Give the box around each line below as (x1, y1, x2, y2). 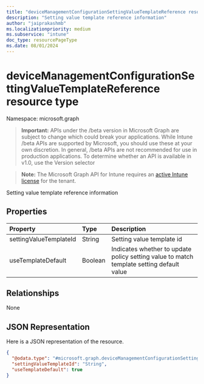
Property (9, 224, 36, 233)
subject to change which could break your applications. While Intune (21, 133, 193, 140)
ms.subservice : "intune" (6, 32, 69, 38)
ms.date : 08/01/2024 (6, 43, 59, 49)
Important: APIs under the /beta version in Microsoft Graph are (21, 126, 179, 134)
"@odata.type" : (12, 355, 50, 362)
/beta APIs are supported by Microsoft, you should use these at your (21, 139, 192, 146)
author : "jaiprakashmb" (6, 20, 67, 26)
